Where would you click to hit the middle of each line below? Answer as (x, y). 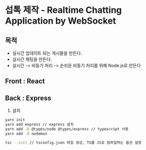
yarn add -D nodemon (26, 134)
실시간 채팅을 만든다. (32, 59)
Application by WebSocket (61, 21)
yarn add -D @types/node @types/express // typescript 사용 (67, 129)
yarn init (15, 120)
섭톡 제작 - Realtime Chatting (63, 10)
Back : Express (28, 98)
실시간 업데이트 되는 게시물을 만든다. (47, 53)
